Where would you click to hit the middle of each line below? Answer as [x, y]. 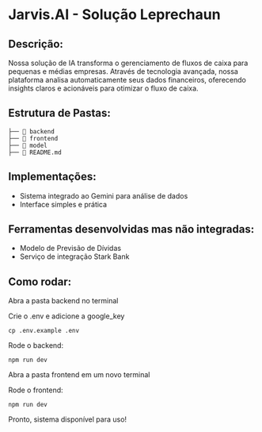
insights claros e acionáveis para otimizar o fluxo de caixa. [104, 88]
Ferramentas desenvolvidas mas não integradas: [131, 229]
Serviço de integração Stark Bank [74, 256]
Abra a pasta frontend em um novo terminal [79, 375]
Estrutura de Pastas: [59, 113]
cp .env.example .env [44, 331]
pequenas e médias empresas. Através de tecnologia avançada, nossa [123, 71]
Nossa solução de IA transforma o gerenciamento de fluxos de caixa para [128, 63]
